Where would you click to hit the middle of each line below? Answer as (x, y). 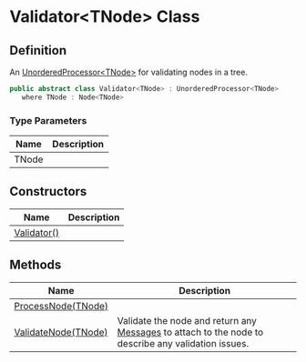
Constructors (48, 191)
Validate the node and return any (187, 320)
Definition (38, 50)
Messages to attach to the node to (190, 332)
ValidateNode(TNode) (61, 332)
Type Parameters (48, 120)
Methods (36, 265)
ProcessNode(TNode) (61, 306)
